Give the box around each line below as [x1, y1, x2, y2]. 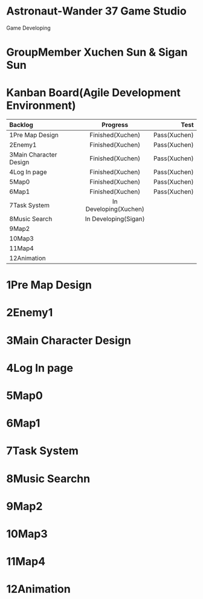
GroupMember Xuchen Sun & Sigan [6, 45, 188, 59]
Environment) [6, 99, 77, 112]
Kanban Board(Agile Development [6, 86, 181, 100]
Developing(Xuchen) [85, 205, 145, 213]
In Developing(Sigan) [85, 215, 145, 223]
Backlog [9, 121, 33, 129]
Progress [101, 121, 129, 129]
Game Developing [6, 24, 51, 31]
